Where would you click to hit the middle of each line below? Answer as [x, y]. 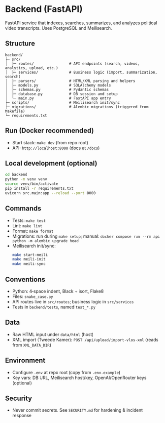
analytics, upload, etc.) [32, 68]
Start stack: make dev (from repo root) [50, 142]
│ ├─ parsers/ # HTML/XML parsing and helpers [70, 81]
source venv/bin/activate [32, 184]
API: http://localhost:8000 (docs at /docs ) [56, 148]
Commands [23, 209]
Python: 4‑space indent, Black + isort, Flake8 [58, 291]
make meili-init [29, 259]
